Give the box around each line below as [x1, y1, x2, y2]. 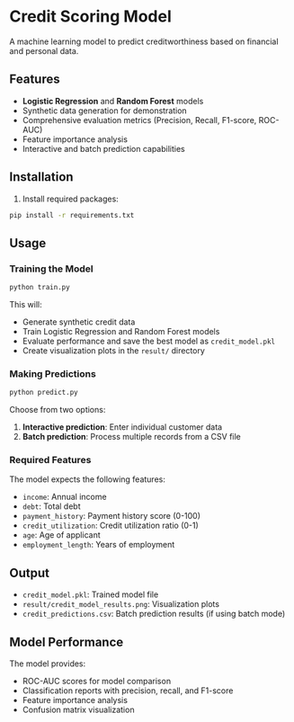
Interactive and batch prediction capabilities [22, 143, 186, 154]
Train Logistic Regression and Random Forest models [22, 326, 220, 336]
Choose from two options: [9, 405, 106, 415]
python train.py [9, 283, 70, 292]
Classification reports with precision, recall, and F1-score [22, 685, 234, 696]
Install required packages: [22, 193, 119, 204]
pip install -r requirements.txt [9, 210, 135, 219]
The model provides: [9, 658, 86, 669]
